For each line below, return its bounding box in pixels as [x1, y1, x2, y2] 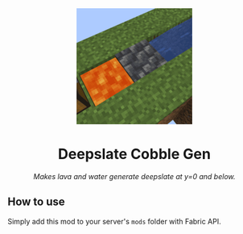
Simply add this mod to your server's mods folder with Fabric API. [7, 216, 222, 226]
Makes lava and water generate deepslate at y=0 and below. [33, 171, 236, 181]
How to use [7, 195, 65, 209]
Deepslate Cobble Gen [58, 145, 211, 164]
